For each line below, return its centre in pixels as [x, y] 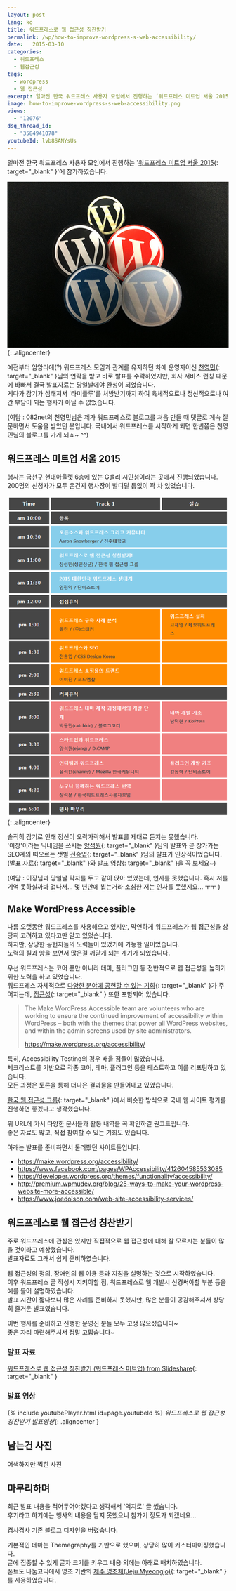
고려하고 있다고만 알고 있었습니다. [66, 936]
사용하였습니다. [35, 1580]
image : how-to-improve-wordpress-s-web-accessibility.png [94, 104]
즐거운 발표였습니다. [42, 1309]
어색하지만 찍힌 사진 [34, 1464]
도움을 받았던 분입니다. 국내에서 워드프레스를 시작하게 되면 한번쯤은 [123, 425]
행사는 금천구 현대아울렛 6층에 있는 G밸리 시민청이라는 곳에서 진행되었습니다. [113, 477]
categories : [25, 52]
